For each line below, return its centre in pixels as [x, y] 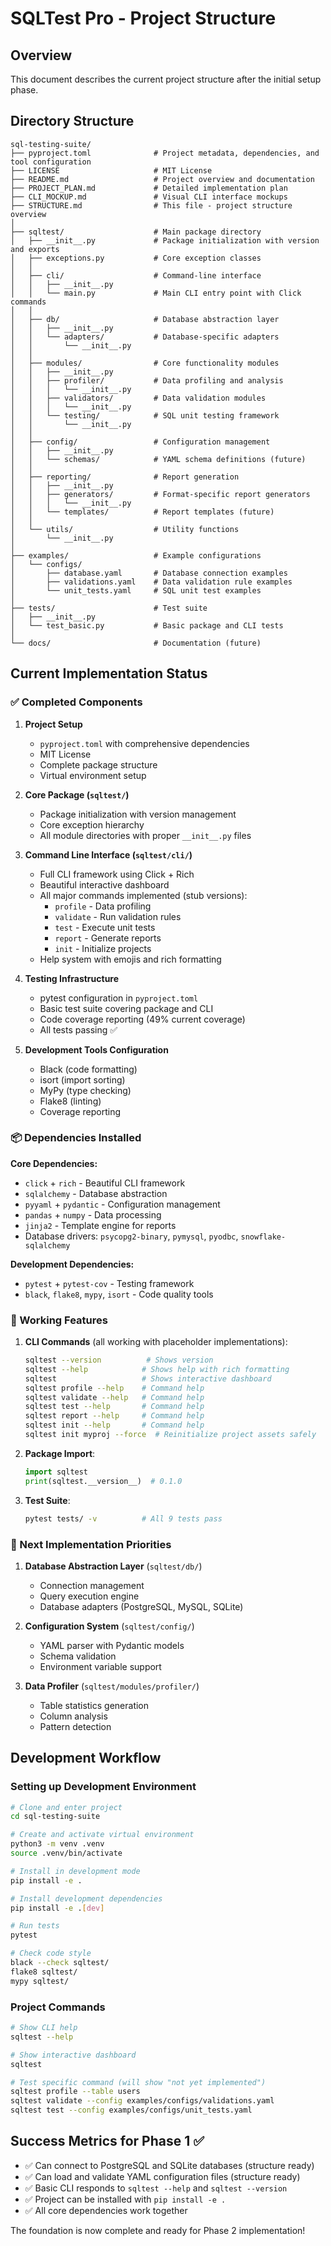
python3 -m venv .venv [57, 1844]
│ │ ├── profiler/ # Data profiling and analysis [147, 380]
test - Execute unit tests [105, 927]
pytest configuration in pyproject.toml [119, 998]
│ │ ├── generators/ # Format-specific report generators [160, 494]
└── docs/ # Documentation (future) [136, 643]
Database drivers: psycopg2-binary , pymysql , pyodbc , [131, 1236]
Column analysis [73, 1716]
